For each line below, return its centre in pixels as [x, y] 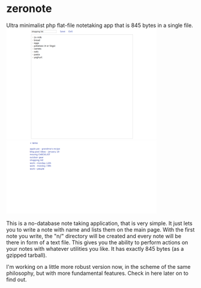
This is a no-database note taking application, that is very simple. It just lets [100, 223]
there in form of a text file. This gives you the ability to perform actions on [97, 242]
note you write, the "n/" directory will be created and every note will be [94, 236]
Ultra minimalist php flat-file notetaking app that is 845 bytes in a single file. [100, 25]
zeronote [29, 9]
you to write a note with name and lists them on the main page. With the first [100, 230]
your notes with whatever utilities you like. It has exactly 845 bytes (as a [95, 249]
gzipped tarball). [27, 255]
